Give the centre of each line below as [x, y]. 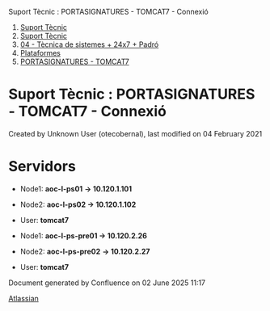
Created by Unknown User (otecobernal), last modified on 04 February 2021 [135, 133]
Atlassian [23, 298]
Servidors [42, 167]
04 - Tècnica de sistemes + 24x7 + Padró [89, 44]
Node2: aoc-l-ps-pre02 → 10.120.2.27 [85, 251]
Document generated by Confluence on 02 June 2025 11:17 [107, 283]
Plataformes [40, 53]
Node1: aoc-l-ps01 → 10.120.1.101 [76, 188]
